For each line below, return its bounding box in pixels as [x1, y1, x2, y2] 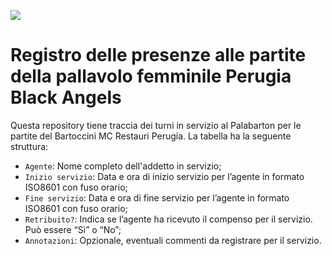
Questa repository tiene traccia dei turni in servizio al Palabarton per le [10, 119, 302, 131]
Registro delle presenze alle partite [10, 44, 307, 67]
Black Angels [10, 86, 122, 109]
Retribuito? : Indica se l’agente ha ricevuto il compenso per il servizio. [24, 213, 313, 225]
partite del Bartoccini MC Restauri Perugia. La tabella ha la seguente [10, 130, 292, 142]
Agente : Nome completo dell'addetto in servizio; [24, 160, 222, 172]
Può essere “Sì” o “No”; [24, 223, 122, 235]
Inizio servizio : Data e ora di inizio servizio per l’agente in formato [24, 170, 305, 182]
